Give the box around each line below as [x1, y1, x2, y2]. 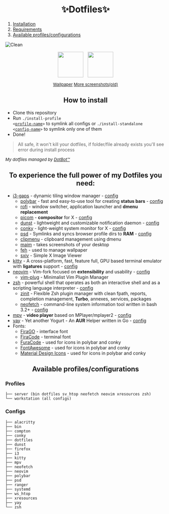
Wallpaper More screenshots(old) [52, 81, 119, 87]
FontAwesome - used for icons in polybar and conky [20, 344, 130, 351]
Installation [12, 20, 36, 27]
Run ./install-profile [12, 115, 61, 121]
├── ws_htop [5, 491, 31, 496]
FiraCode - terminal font [20, 334, 71, 340]
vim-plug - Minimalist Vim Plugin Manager [20, 274, 108, 280]
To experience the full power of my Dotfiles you [9, 171, 162, 180]
